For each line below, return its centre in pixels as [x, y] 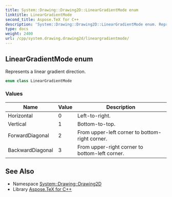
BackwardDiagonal [31, 150]
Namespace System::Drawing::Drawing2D [57, 184]
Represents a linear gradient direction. [46, 71]
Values [14, 94]
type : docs [17, 29]
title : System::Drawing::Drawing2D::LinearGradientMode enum [72, 10]
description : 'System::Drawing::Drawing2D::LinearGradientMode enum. [81, 24]
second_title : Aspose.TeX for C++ [42, 19]
